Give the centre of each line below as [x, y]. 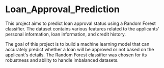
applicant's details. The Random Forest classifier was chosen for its [76, 55]
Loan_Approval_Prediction [62, 9]
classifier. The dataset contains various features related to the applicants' [82, 28]
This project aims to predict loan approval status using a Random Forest [81, 23]
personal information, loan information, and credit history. [66, 34]
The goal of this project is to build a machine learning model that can [77, 44]
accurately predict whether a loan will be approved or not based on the [80, 49]
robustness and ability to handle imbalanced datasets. [62, 60]
